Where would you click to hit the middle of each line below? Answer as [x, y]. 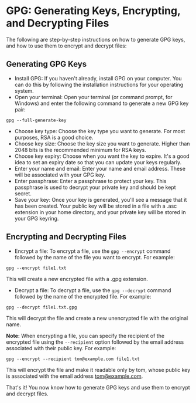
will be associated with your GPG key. [60, 175]
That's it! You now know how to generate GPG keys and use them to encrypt [98, 387]
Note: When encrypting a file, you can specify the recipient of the [85, 336]
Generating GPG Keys [46, 64]
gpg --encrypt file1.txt [36, 268]
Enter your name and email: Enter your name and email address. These [100, 168]
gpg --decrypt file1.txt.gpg [42, 307]
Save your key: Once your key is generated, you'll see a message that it [101, 199]
